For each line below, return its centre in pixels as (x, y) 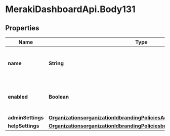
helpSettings (24, 126)
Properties (22, 28)
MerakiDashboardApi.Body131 (70, 9)
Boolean (59, 97)
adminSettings (26, 118)
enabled (18, 97)
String (56, 63)
